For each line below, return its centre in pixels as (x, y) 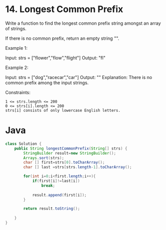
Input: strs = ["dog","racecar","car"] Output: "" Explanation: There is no (79, 77)
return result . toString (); (52, 209)
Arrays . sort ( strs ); (44, 158)
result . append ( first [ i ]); (59, 195)
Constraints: (18, 92)
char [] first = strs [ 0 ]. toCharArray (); (64, 163)
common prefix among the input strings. (47, 83)
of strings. (16, 28)
